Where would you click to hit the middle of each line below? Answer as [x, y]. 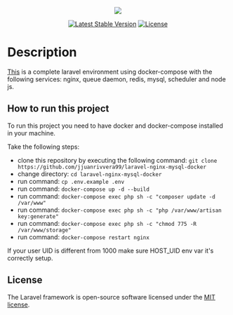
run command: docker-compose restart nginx [83, 237]
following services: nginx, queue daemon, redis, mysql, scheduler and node [116, 79]
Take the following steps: [44, 147]
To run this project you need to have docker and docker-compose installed [115, 126]
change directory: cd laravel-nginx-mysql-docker [89, 174]
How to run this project [58, 109]
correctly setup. [30, 258]
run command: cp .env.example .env [71, 181]
